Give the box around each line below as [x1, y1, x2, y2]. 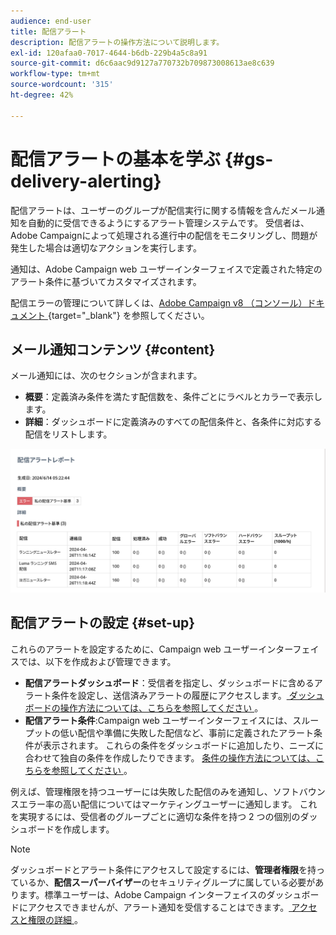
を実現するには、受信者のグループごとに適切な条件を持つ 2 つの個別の [10, 810, 301, 822]
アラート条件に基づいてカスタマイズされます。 [10, 275, 202, 287]
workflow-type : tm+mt [10, 69, 101, 79]
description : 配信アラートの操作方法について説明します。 [10, 37, 225, 47]
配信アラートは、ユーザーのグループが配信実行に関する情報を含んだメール [10, 204, 317, 216]
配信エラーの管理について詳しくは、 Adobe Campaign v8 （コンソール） [10, 296, 308, 309]
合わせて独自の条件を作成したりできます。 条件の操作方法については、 [24, 751, 316, 764]
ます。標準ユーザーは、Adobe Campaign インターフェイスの [18, 888, 267, 900]
